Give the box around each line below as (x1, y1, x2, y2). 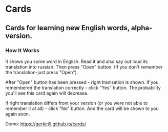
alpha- (131, 24, 153, 32)
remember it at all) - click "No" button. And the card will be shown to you (5, 105, 159, 112)
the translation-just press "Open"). (5, 69, 78, 75)
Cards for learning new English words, (5, 24, 130, 32)
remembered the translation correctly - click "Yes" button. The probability (5, 84, 161, 91)
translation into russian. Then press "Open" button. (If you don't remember (5, 63, 163, 70)
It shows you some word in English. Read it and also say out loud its (5, 58, 148, 64)
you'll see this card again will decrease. (5, 90, 89, 96)
